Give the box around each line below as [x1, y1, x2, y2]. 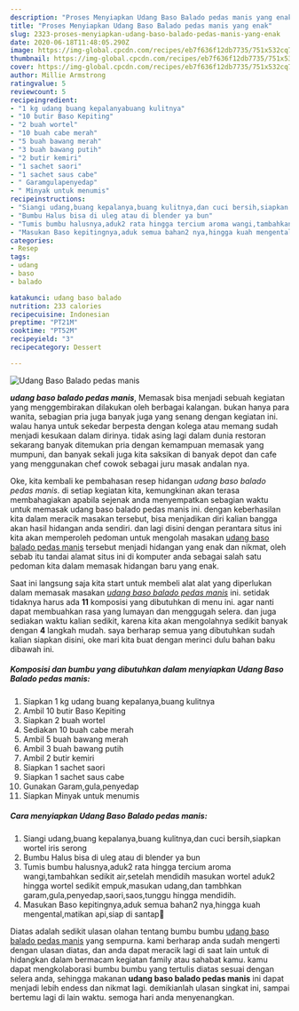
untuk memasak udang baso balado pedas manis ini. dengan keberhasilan [10, 504, 281, 514]
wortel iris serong [22, 842, 88, 853]
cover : [10, 63, 35, 72]
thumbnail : [10, 54, 51, 63]
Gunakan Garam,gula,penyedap [22, 781, 139, 792]
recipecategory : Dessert [10, 343, 102, 352]
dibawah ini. [10, 643, 55, 654]
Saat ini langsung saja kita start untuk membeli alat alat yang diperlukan [10, 577, 272, 588]
